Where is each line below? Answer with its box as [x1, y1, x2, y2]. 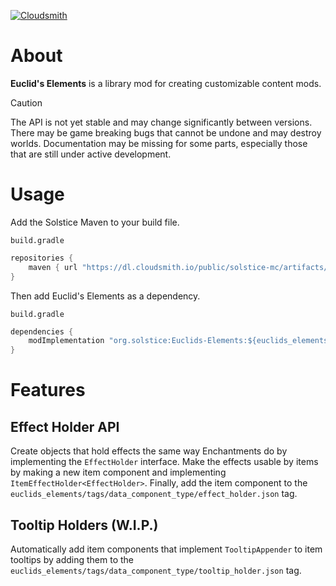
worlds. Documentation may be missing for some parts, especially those [10, 137, 308, 149]
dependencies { [10, 326, 74, 337]
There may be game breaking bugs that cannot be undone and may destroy [10, 126, 322, 139]
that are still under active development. [10, 148, 172, 160]
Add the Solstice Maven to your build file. [10, 216, 180, 228]
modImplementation [28, 336, 105, 346]
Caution [10, 96, 43, 109]
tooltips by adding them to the [10, 553, 135, 565]
